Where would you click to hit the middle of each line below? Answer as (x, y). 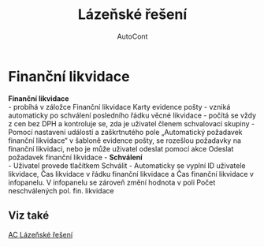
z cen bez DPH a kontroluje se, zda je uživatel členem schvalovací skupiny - (131, 123)
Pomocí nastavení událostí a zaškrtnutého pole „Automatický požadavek (125, 132)
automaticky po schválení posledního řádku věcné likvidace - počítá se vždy (132, 115)
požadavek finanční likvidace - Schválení (76, 157)
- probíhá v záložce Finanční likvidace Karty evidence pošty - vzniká (119, 107)
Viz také (29, 216)
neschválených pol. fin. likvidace (61, 190)
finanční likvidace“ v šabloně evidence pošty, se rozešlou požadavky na (125, 140)
